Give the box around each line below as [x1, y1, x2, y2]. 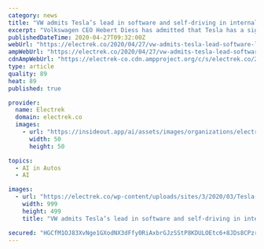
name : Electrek [15, 106, 65, 114]
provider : [8, 99, 41, 107]
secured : [8, 229, 37, 236]
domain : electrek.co [15, 113, 82, 122]
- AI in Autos [15, 164, 61, 172]
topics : [8, 156, 34, 165]
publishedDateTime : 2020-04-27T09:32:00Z [8, 33, 146, 42]
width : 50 [28, 135, 61, 143]
